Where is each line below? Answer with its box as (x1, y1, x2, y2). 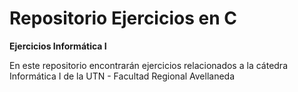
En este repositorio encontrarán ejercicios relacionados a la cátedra (9, 59, 288, 71)
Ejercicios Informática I (9, 40, 107, 52)
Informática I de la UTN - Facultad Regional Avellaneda (9, 70, 236, 82)
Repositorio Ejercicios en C (9, 7, 237, 30)
